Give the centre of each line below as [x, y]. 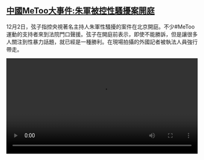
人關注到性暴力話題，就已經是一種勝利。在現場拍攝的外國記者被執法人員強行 [102, 42]
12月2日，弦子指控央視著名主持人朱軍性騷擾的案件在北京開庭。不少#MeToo [101, 27]
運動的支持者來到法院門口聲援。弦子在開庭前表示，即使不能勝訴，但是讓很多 [102, 34]
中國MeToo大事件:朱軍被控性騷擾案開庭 [80, 11]
